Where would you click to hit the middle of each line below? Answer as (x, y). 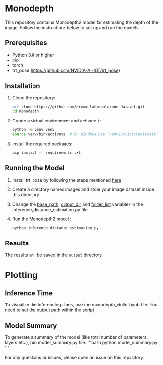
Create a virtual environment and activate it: (57, 121)
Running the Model (35, 168)
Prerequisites (26, 43)
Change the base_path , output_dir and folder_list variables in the (78, 204)
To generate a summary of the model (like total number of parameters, (77, 337)
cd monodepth (26, 111)
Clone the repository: (34, 98)
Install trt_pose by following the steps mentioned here (67, 180)
